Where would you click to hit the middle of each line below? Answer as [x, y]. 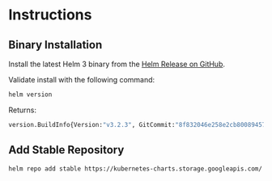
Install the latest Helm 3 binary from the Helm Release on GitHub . [117, 64]
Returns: [23, 110]
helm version [30, 95]
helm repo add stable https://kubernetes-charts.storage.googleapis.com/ [136, 168]
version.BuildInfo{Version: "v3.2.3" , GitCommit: [92, 124]
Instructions [50, 15]
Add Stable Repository [66, 150]
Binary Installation [55, 45]
